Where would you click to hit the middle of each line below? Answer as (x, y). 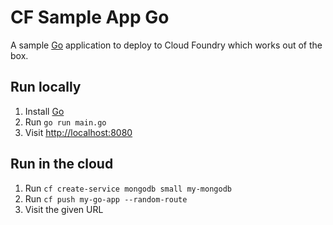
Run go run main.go (65, 122)
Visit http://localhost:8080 (78, 132)
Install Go (44, 111)
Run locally (46, 87)
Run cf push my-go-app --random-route (106, 198)
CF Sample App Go (90, 17)
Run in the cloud (62, 164)
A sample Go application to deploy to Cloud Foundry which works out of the (166, 45)
